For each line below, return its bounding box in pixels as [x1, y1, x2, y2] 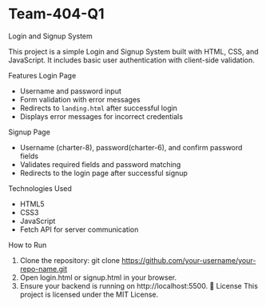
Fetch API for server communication [19, 225, 139, 234]
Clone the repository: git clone [19, 255, 120, 265]
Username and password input [19, 86, 121, 96]
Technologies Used [8, 183, 72, 193]
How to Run [8, 240, 47, 249]
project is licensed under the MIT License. [19, 289, 159, 299]
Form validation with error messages [19, 94, 141, 104]
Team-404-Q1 [8, 5, 105, 23]
